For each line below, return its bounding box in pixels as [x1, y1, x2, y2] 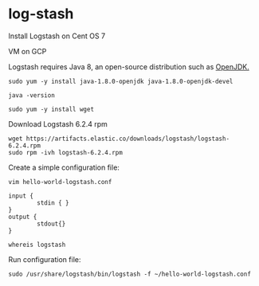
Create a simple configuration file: [8, 163, 120, 172]
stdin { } [37, 198, 69, 207]
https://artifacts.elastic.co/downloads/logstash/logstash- [26, 135, 230, 143]
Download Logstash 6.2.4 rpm [8, 119, 108, 128]
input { [8, 192, 34, 200]
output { [8, 213, 37, 221]
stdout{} [37, 220, 66, 228]
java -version [8, 91, 56, 100]
